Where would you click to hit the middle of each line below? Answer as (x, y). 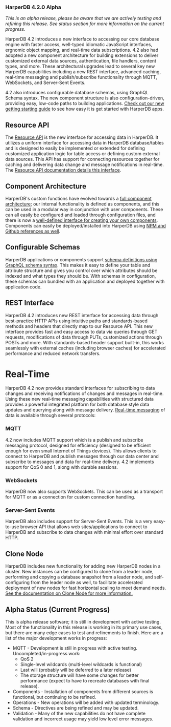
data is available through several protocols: (51, 416)
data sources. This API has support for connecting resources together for (82, 159)
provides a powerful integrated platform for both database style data (77, 404)
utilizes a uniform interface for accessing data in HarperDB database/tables (85, 143)
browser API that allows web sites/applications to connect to (84, 527)
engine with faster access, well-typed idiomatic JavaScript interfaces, (79, 45)
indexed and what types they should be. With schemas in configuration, (81, 276)
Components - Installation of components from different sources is (83, 692)
